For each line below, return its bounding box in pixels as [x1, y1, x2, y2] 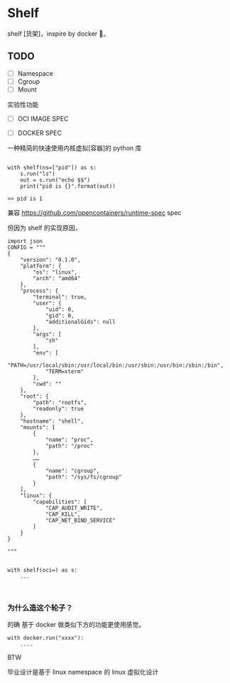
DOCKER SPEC [17, 129, 62, 137]
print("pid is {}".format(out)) [20, 183, 116, 190]
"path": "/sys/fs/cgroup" [45, 474, 122, 481]
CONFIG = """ [7, 244, 46, 251]
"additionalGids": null [45, 318, 116, 326]
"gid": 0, [45, 312, 75, 320]
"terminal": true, [33, 294, 87, 301]
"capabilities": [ [33, 499, 87, 506]
